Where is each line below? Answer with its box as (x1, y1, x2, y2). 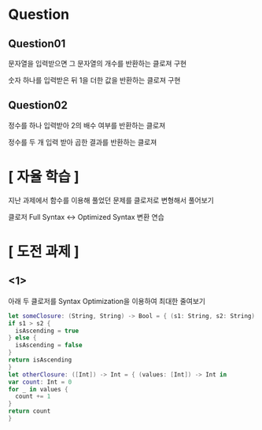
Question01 (8, 37, 66, 50)
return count (8, 407, 51, 415)
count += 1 (15, 392, 51, 401)
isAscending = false (15, 341, 83, 350)
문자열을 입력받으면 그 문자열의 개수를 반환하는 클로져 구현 (8, 59, 187, 68)
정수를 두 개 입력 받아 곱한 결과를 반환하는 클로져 (8, 137, 157, 146)
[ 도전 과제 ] (8, 243, 80, 261)
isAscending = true (15, 327, 79, 335)
